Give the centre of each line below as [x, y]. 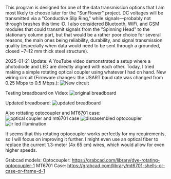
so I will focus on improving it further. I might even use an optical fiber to [82, 139]
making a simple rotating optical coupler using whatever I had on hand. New [86, 72]
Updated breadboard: [28, 103]
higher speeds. [21, 150]
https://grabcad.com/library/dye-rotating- [116, 160]
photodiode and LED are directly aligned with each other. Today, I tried [80, 67]
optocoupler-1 [20, 166]
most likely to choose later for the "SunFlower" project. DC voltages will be [84, 13]
